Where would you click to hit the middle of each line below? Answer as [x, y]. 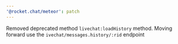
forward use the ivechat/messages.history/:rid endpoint [75, 34]
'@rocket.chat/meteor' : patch [43, 11]
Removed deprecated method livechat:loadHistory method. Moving [89, 28]
